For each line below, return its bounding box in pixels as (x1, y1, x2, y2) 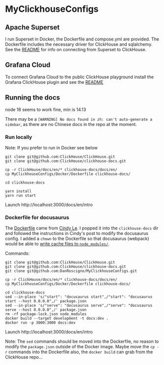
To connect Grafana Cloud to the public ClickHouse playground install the (5, 74, 154, 80)
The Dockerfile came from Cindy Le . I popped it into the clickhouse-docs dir (5, 225, 159, 231)
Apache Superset (5, 23, 60, 32)
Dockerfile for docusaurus (5, 214, 70, 221)
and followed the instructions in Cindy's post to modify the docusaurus (5, 231, 149, 236)
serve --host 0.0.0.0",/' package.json (5, 307, 87, 312)
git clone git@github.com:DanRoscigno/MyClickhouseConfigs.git (5, 268, 137, 274)
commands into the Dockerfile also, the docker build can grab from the (8, 349, 153, 355)
